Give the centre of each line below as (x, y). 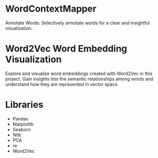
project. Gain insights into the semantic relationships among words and (79, 78)
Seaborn (22, 129)
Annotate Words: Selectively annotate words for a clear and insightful (78, 23)
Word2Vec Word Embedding (66, 49)
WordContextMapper (51, 9)
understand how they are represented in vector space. (62, 84)
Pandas (21, 118)
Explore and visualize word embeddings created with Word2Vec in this (79, 73)
